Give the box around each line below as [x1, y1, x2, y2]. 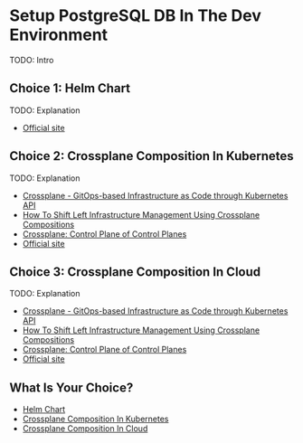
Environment [9, 24, 109, 45]
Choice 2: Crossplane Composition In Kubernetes [9, 148, 294, 164]
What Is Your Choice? [9, 380, 134, 395]
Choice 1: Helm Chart [9, 80, 131, 96]
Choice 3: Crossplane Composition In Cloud [9, 264, 261, 279]
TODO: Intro [9, 54, 54, 65]
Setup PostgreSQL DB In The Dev [9, 5, 262, 26]
